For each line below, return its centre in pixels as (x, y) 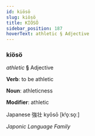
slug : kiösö (21, 17)
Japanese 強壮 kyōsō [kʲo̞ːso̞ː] (43, 115)
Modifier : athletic (27, 103)
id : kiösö (19, 12)
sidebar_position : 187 (34, 28)
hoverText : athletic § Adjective (48, 34)
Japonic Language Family (38, 126)
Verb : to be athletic (30, 79)
